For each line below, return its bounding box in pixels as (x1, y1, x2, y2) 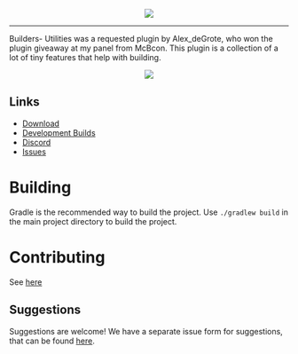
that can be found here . (9, 335, 96, 346)
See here (9, 276, 43, 287)
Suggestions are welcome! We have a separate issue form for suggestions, (9, 326, 284, 336)
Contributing (9, 247, 106, 267)
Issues (21, 146, 47, 157)
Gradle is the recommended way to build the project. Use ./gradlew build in (9, 207, 288, 217)
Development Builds (21, 127, 96, 138)
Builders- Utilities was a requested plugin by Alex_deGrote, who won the (9, 34, 273, 43)
